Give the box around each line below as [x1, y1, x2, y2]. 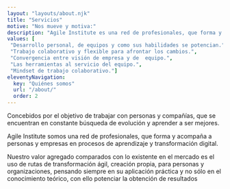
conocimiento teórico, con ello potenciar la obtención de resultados [7, 175, 198, 182]
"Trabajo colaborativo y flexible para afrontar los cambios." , [10, 49, 197, 55]
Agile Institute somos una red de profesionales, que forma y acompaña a [7, 132, 212, 140]
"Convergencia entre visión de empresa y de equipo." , [10, 55, 173, 62]
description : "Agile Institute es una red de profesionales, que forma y [7, 29, 222, 36]
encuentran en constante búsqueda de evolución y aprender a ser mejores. [7, 119, 220, 127]
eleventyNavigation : [7, 73, 66, 81]
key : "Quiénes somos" [13, 80, 75, 87]
